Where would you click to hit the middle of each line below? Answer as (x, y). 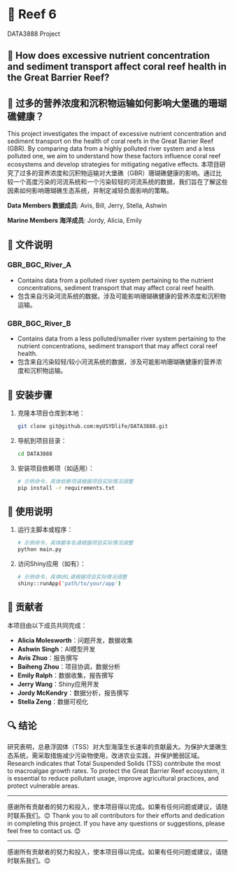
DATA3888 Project (34, 34)
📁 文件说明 (30, 245)
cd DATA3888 (35, 454)
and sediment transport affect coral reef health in (117, 67)
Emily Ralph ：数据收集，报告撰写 (65, 675)
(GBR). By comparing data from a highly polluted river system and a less (111, 149)
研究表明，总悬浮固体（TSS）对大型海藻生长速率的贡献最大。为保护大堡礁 (114, 747)
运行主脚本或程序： (45, 530)
